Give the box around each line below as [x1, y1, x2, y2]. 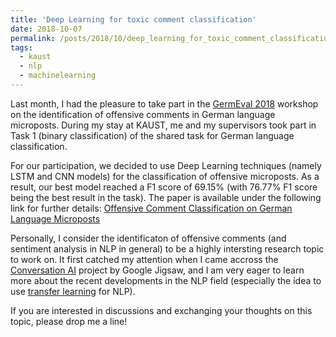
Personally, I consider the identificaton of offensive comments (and [10, 232, 287, 244]
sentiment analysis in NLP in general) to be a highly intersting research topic [10, 242, 325, 255]
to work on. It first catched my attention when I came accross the [10, 253, 279, 265]
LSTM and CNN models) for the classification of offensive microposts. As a [10, 170, 320, 182]
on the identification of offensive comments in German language [10, 108, 276, 120]
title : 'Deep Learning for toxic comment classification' [10, 14, 257, 25]
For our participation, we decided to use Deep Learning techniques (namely [10, 159, 322, 171]
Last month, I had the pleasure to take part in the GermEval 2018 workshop [10, 97, 319, 110]
